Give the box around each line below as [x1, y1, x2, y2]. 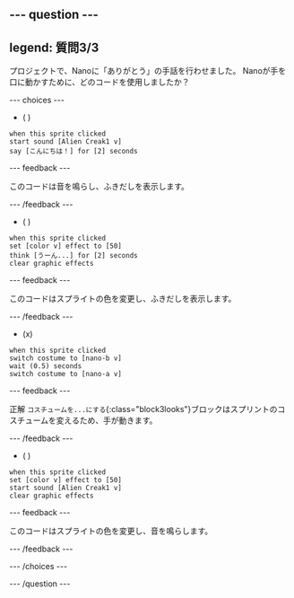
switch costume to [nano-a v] [9, 370, 123, 379]
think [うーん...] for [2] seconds [9, 251, 138, 260]
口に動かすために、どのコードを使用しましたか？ [9, 76, 190, 88]
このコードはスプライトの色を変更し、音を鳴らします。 [9, 525, 213, 537]
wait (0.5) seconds [9, 362, 82, 371]
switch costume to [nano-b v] [9, 354, 123, 363]
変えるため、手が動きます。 [56, 415, 158, 426]
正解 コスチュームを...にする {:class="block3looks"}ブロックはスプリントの [9, 404, 278, 415]
